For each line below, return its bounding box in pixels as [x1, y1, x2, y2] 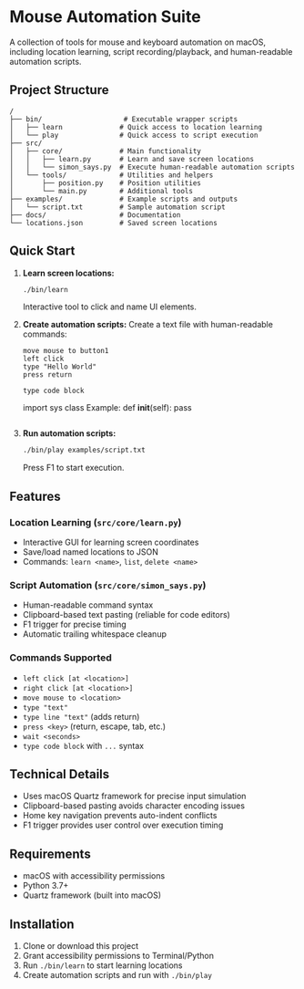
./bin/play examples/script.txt [22, 445, 146, 455]
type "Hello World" [22, 362, 97, 371]
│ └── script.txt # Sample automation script [9, 203, 226, 212]
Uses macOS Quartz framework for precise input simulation [22, 791, 247, 802]
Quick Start [9, 244, 76, 259]
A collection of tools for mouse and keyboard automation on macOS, [9, 36, 267, 47]
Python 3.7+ [22, 880, 69, 891]
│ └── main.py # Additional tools [9, 186, 194, 195]
